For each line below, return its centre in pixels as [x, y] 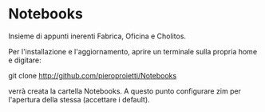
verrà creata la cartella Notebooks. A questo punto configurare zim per [125, 91]
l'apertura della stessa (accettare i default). [79, 99]
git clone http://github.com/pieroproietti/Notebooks [93, 75]
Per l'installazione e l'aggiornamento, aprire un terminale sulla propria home [133, 51]
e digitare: [25, 60]
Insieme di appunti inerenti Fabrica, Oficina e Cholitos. [97, 36]
